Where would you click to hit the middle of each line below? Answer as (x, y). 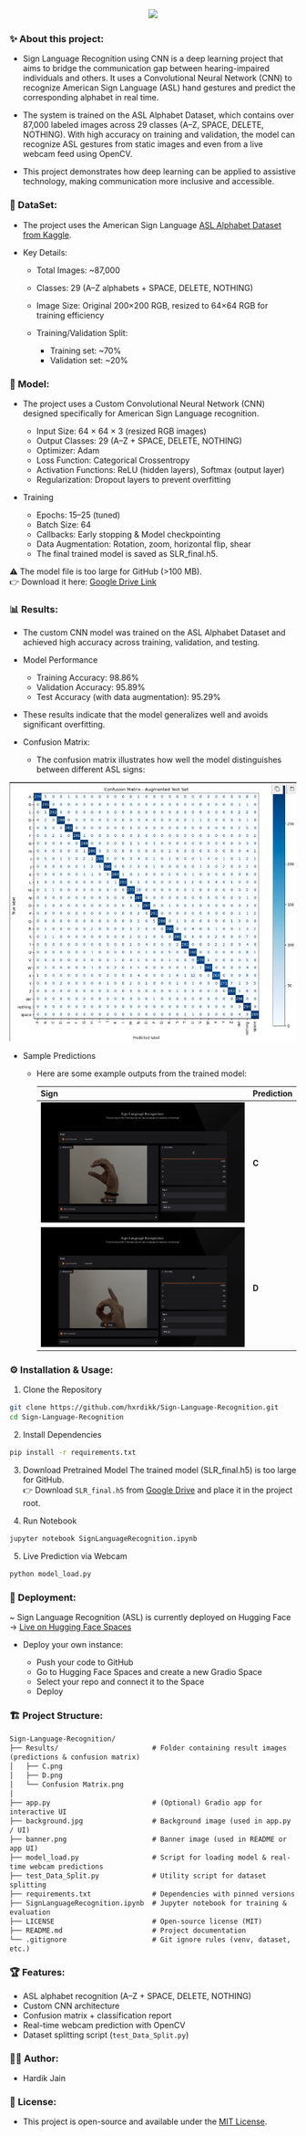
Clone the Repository (62, 1390)
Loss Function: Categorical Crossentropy (113, 460)
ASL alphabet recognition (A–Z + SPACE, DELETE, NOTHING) (137, 1995)
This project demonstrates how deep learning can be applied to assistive (159, 172)
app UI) (24, 1848)
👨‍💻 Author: (34, 2058)
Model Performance (60, 660)
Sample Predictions (59, 1055)
